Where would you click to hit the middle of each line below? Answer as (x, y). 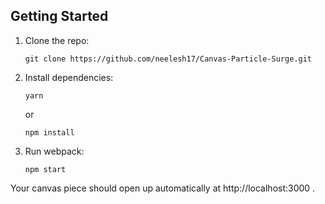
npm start (45, 169)
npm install (49, 132)
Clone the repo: (57, 40)
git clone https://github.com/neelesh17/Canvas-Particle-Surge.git (168, 59)
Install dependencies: (69, 77)
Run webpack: (54, 151)
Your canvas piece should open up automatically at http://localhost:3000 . (163, 188)
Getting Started (59, 16)
